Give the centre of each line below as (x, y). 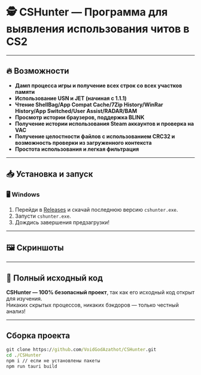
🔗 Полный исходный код (55, 278)
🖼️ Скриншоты (35, 247)
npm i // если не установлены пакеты (53, 361)
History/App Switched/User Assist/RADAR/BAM (76, 111)
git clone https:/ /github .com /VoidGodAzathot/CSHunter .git (81, 349)
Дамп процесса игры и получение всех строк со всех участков (98, 86)
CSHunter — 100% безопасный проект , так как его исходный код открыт (100, 292)
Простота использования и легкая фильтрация (77, 149)
